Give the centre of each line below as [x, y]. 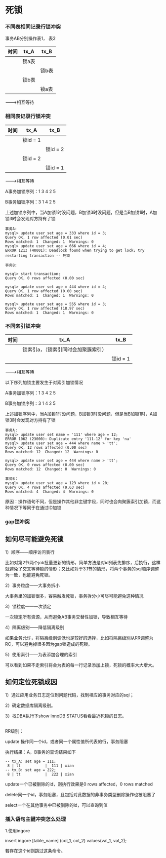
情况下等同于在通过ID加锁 [35, 508]
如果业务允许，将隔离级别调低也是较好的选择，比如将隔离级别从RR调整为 [80, 638]
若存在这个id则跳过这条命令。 [35, 851]
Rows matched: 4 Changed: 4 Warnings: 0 [49, 492]
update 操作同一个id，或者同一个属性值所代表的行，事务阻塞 [67, 741]
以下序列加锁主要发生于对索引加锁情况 [44, 383]
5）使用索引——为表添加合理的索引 [41, 654]
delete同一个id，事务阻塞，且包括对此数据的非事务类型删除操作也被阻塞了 [80, 795]
